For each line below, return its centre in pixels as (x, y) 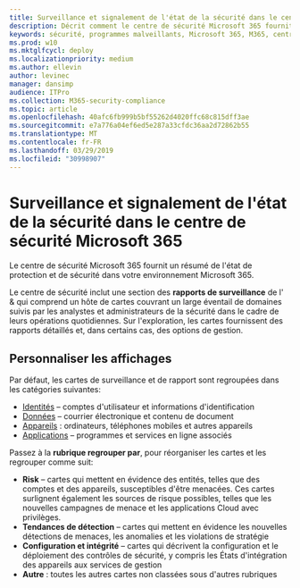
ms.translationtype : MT (54, 134)
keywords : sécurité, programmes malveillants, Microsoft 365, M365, (139, 34)
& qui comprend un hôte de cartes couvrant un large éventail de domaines (146, 302)
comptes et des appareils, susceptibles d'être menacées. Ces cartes (148, 489)
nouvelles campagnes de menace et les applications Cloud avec (140, 508)
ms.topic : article (43, 109)
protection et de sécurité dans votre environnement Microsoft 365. (132, 275)
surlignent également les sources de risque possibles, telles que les (147, 499)
